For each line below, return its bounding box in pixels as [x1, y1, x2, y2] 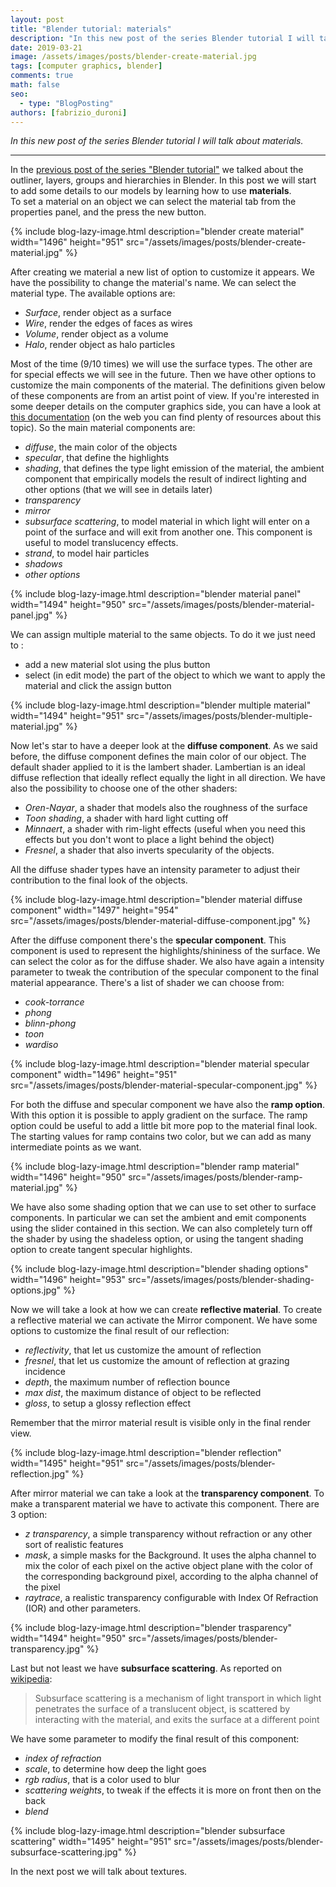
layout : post [10, 14, 65, 25]
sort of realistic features [24, 1539, 124, 1551]
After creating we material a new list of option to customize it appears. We [10, 266, 315, 278]
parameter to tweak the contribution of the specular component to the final [10, 966, 319, 978]
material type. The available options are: [10, 287, 176, 300]
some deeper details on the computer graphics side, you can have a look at [10, 401, 322, 413]
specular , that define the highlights [24, 452, 170, 464]
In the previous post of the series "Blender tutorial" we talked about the [10, 164, 304, 176]
